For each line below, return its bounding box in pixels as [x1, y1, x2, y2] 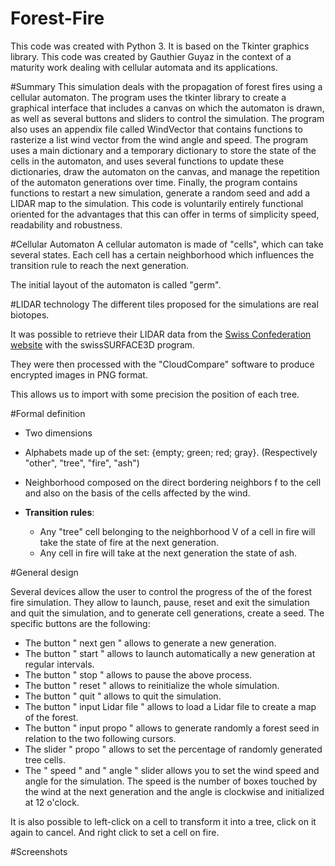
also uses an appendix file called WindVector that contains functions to [10, 123, 303, 135]
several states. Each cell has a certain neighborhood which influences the [10, 248, 315, 261]
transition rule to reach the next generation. [10, 259, 190, 271]
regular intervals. [24, 658, 95, 670]
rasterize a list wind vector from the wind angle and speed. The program [10, 133, 308, 146]
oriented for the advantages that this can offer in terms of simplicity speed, [10, 208, 320, 220]
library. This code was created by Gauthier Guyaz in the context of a [10, 50, 292, 62]
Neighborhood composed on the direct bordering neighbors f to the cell [24, 476, 322, 488]
